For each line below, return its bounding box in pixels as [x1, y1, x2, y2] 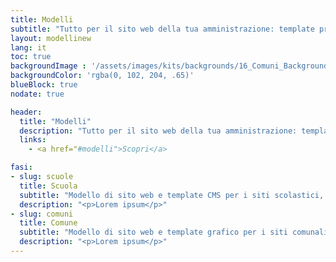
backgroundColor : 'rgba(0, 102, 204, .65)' [10, 71, 195, 81]
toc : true [10, 52, 52, 62]
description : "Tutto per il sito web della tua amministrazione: [19, 126, 298, 136]
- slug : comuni [10, 209, 74, 219]
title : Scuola [19, 181, 78, 191]
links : [19, 135, 47, 145]
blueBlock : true [10, 80, 78, 90]
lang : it [10, 42, 47, 53]
